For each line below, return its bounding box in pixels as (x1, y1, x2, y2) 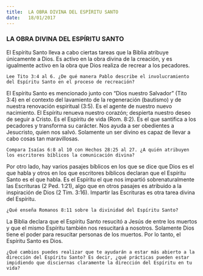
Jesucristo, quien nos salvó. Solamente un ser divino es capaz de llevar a (6, 128, 191, 136)
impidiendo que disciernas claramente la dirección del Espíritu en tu (6, 260, 192, 266)
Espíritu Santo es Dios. (6, 237, 63, 244)
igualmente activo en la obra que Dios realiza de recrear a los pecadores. (6, 62, 190, 69)
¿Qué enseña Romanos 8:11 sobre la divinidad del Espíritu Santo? (6, 207, 179, 213)
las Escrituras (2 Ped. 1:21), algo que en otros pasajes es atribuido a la (6, 182, 182, 189)
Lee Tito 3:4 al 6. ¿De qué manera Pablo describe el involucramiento (6, 73, 190, 79)
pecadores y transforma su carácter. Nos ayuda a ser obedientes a (6, 122, 175, 129)
